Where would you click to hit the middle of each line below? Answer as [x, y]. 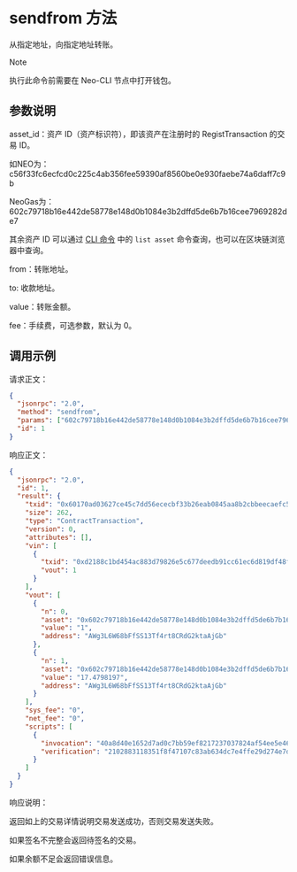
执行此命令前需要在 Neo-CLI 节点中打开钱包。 [93, 80]
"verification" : [71, 752]
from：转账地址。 [41, 269]
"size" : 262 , [49, 513]
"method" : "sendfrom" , [59, 413]
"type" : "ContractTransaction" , [84, 521]
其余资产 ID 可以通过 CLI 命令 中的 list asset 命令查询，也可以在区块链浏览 [147, 239]
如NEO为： [29, 164]
